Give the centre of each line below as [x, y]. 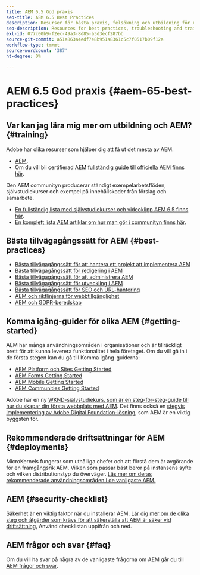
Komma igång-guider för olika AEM [73, 321]
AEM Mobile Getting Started [49, 382]
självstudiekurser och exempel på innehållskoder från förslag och [86, 191]
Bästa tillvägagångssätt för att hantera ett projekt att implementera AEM [102, 265]
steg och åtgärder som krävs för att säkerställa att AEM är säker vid [89, 519]
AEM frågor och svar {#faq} [59, 545]
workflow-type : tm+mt [33, 45]
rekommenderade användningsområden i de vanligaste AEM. [81, 481]
